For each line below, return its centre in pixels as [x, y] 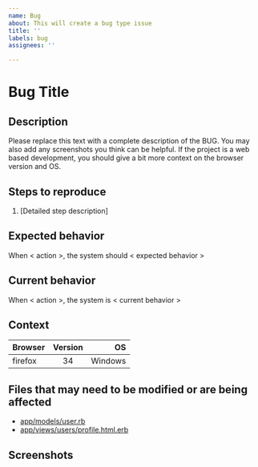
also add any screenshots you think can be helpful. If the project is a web [129, 150]
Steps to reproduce [57, 192]
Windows [109, 361]
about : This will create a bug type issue [80, 23]
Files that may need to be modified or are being [128, 389]
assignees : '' [32, 46]
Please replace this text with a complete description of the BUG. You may [129, 141]
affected [30, 402]
